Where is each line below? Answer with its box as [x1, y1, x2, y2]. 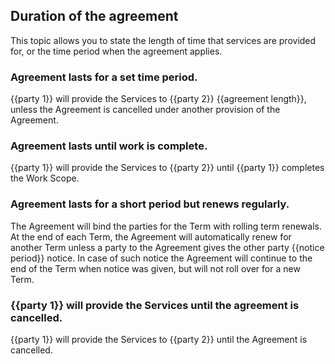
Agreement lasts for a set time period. [10, 70, 198, 84]
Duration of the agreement [10, 8, 179, 25]
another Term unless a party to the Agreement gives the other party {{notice [10, 241, 325, 253]
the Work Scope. [10, 172, 80, 184]
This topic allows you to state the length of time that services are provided [10, 34, 317, 46]
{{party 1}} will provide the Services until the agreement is [10, 298, 300, 312]
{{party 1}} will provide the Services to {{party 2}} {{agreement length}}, [10, 93, 307, 105]
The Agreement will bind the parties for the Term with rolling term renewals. [10, 220, 323, 232]
